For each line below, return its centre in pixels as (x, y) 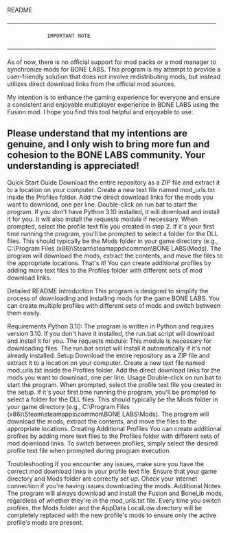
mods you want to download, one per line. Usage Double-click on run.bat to (114, 377)
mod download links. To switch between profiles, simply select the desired (113, 443)
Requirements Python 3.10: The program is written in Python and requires (111, 326)
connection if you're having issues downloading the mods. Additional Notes (114, 485)
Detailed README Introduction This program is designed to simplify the (108, 291)
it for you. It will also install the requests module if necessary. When (103, 219)
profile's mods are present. (45, 522)
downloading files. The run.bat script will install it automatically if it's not (109, 348)
